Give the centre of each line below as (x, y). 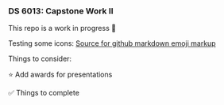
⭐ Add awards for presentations (60, 75)
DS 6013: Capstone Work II (61, 11)
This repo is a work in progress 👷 (62, 28)
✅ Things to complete (44, 93)
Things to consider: (40, 59)
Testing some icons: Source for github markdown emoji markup (112, 43)
